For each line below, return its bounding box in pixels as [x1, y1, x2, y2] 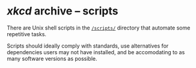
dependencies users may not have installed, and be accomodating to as [7, 48, 185, 55]
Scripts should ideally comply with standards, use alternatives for [7, 42, 169, 49]
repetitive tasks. [7, 30, 47, 37]
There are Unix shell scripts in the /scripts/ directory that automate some [7, 24, 191, 31]
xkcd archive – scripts [7, 4, 118, 18]
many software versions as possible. [7, 55, 98, 62]
